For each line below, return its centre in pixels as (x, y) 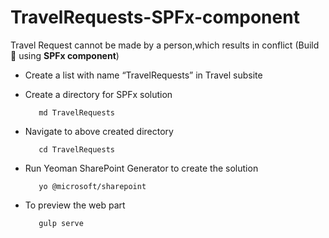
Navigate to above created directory (99, 131)
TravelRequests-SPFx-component (155, 17)
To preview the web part (75, 205)
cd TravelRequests (76, 149)
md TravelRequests (76, 112)
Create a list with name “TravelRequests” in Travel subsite (143, 75)
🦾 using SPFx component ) (65, 55)
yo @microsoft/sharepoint (92, 186)
